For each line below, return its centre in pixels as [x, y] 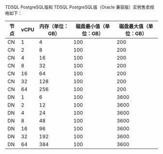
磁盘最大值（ [134, 26]
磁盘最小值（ [90, 26]
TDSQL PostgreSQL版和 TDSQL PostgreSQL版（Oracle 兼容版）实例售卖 [78, 7]
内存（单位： [54, 26]
